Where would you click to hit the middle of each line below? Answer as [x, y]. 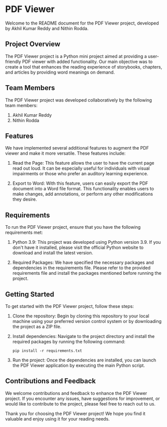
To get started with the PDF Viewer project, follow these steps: [69, 306]
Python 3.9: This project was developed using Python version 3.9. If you [86, 242]
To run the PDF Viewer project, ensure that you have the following [73, 227]
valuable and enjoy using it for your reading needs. [57, 418]
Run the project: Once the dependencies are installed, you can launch [84, 360]
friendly [13, 62]
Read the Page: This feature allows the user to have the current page [83, 163]
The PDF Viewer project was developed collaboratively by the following [79, 100]
